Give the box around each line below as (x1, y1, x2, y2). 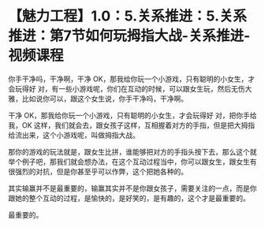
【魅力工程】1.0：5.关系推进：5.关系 (8, 7, 247, 25)
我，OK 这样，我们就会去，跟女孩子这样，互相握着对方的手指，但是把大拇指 (8, 120, 256, 130)
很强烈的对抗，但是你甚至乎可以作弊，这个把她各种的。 (8, 166, 188, 176)
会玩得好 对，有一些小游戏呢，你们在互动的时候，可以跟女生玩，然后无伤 (8, 84, 245, 93)
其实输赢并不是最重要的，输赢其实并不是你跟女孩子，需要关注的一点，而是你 (8, 183, 257, 193)
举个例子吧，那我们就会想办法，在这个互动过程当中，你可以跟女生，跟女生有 (8, 157, 257, 166)
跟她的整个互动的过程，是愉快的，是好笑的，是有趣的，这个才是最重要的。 (8, 193, 250, 203)
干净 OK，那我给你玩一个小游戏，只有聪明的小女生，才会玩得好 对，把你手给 (8, 110, 257, 120)
